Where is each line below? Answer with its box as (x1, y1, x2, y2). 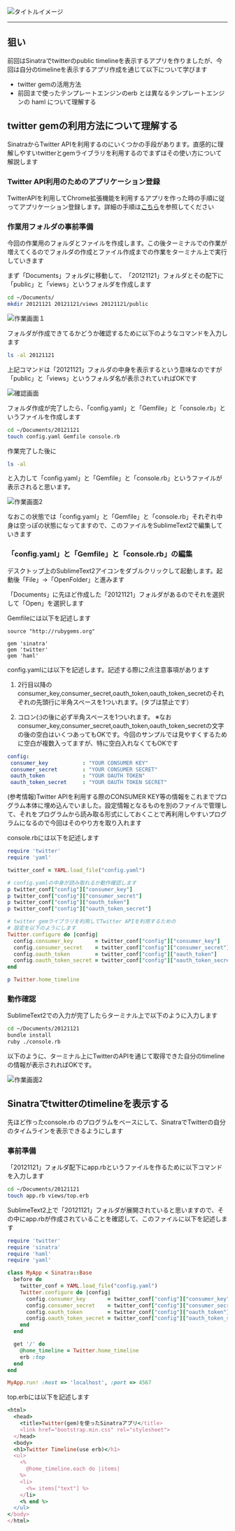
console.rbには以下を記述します (7, 834, 100, 842)
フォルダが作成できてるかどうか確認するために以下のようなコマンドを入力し (7, 329, 228, 337)
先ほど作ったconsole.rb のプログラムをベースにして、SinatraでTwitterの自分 (7, 1117, 226, 1126)
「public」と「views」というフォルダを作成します (7, 280, 152, 288)
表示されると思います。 (7, 483, 75, 491)
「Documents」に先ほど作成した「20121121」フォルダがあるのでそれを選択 (7, 590, 225, 599)
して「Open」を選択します (7, 599, 85, 607)
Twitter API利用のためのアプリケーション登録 (7, 176, 160, 186)
